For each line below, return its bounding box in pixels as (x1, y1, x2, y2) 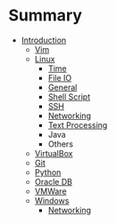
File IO (47, 72, 72, 83)
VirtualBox (34, 148, 73, 158)
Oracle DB (34, 176, 73, 187)
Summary (8, 5, 82, 26)
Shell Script (47, 91, 91, 102)
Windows (34, 195, 70, 205)
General (47, 82, 78, 92)
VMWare (34, 186, 68, 196)
